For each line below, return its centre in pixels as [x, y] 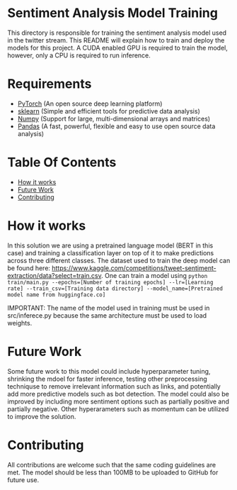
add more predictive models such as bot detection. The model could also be [118, 394]
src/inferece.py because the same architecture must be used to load [107, 315]
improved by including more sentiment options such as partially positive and [118, 401]
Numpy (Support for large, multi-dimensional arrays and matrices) [114, 118]
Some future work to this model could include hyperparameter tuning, [109, 371]
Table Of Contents [62, 163]
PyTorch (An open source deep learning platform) [90, 104]
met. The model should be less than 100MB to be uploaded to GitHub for [113, 472]
